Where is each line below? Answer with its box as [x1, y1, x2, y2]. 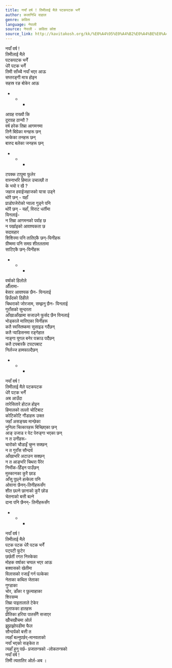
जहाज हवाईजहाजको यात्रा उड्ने [5, 188, 55, 195]
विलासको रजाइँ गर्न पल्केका [5, 571, 49, 577]
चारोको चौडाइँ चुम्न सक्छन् [5, 442, 48, 447]
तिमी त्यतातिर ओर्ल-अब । [5, 658, 47, 663]
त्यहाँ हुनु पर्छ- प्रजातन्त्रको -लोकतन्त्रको [5, 646, 68, 652]
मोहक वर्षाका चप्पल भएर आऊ [5, 559, 53, 565]
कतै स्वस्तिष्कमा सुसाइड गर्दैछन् [5, 324, 55, 330]
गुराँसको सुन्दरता [5, 307, 32, 312]
